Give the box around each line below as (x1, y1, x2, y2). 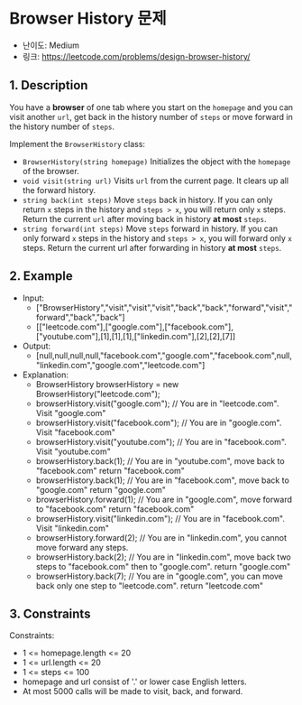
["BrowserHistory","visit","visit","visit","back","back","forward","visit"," (35, 301, 293, 312)
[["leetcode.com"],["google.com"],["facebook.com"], (35, 321, 234, 332)
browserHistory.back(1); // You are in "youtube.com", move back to (35, 455, 286, 466)
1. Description (9, 78, 88, 93)
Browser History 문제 (9, 8, 167, 29)
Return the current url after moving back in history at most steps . (22, 213, 267, 224)
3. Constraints (9, 606, 91, 621)
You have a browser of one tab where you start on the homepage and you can (9, 101, 294, 113)
